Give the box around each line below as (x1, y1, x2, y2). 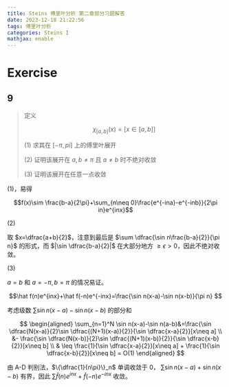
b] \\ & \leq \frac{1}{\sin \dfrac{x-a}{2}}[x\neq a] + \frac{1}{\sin (42, 341, 220, 350)
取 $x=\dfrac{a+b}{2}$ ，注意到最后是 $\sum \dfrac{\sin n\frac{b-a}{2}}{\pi (7, 233, 220, 241)
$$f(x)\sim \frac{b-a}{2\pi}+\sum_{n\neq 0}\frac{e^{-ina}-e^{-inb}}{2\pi (13, 198, 218, 207)
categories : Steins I (7, 29, 69, 36)
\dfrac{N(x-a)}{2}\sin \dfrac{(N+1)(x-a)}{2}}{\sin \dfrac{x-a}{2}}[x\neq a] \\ (9, 327, 222, 335)
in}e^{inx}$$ (98, 205, 133, 213)
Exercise (7, 65, 58, 81)
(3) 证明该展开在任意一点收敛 (23, 169, 107, 178)
